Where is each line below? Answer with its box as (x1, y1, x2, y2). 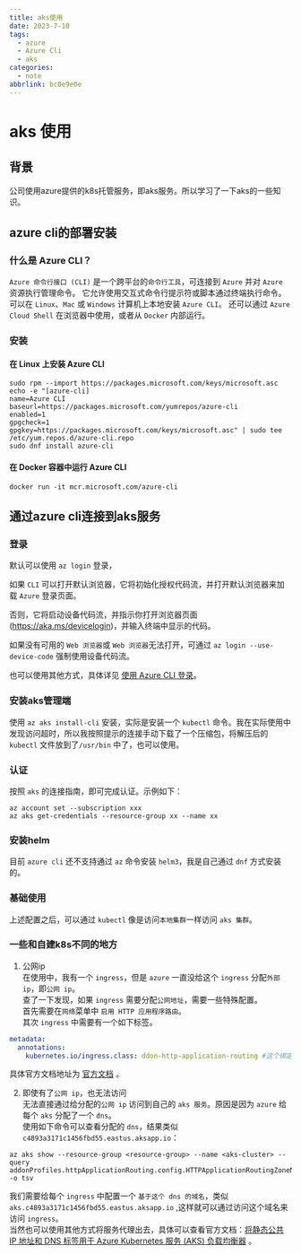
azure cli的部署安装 (9, 225, 117, 240)
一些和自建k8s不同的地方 (9, 938, 118, 951)
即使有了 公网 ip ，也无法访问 (21, 1087, 127, 1099)
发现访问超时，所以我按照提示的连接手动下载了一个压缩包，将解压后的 (9, 727, 269, 738)
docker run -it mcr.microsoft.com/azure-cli (9, 482, 178, 492)
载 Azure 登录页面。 (9, 590, 82, 601)
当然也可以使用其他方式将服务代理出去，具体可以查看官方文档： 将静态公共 (9, 1224, 284, 1235)
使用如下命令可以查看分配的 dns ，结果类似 (21, 1121, 179, 1132)
